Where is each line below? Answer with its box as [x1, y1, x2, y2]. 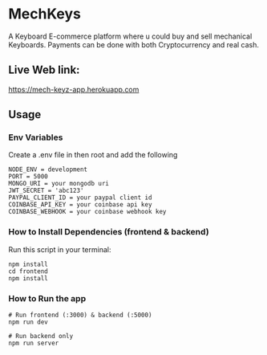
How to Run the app [8, 292, 87, 304]
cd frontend [8, 267, 48, 275]
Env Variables [8, 132, 63, 143]
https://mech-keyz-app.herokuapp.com [8, 84, 140, 94]
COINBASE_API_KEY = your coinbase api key [8, 201, 152, 209]
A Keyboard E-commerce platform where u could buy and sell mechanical [8, 31, 253, 41]
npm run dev [8, 318, 48, 326]
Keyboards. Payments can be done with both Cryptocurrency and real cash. [8, 39, 259, 49]
